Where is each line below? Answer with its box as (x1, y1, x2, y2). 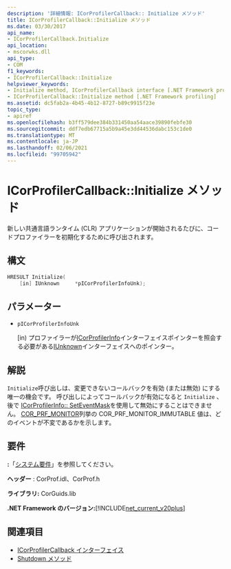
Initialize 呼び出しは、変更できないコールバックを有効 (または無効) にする (7, 384, 221, 392)
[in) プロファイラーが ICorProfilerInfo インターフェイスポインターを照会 (16, 333, 217, 342)
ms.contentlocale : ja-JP (7, 138, 78, 145)
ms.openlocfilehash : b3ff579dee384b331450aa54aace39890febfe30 (7, 118, 192, 126)
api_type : (7, 55, 36, 62)
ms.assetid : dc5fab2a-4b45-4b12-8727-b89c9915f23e (7, 100, 155, 107)
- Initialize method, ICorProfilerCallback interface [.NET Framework (7, 87, 214, 94)
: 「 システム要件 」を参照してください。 (7, 459, 118, 468)
